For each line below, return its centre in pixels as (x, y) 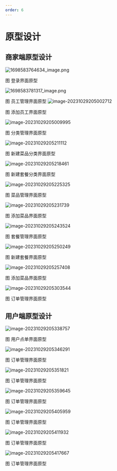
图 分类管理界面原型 (26, 133)
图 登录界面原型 (22, 80)
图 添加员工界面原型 (26, 112)
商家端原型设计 (29, 57)
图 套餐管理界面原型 (26, 236)
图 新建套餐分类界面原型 (30, 174)
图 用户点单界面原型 (26, 339)
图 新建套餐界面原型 (26, 257)
